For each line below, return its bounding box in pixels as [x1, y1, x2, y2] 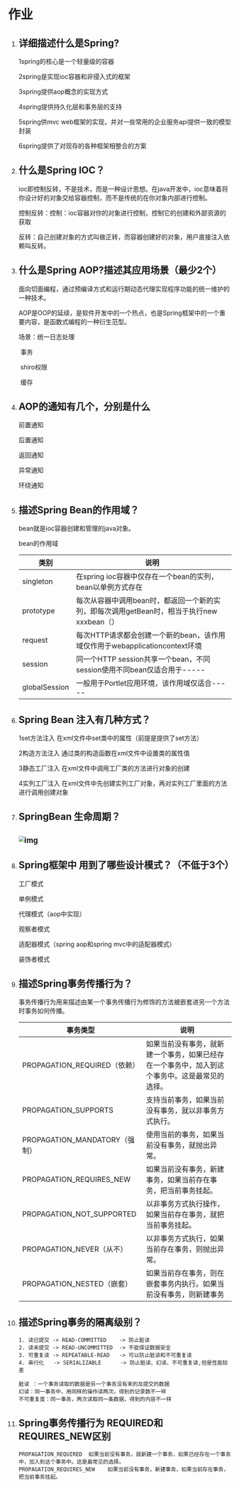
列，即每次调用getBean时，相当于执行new [76, 606, 218, 616]
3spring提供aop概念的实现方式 [18, 87, 109, 96]
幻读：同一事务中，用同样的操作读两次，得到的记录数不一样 [18, 1388, 167, 1395]
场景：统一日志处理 [18, 332, 75, 341]
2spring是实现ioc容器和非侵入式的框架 [18, 73, 130, 80]
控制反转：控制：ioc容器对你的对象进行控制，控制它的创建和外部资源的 [18, 208, 226, 217]
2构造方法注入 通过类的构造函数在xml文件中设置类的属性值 [18, 749, 190, 758]
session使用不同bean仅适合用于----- [76, 665, 206, 675]
